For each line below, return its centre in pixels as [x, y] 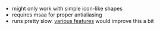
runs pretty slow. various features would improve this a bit [83, 21]
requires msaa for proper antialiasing [57, 15]
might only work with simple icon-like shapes [67, 9]
